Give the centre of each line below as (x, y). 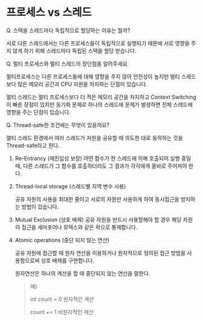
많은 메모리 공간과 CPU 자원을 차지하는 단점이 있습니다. (82, 84)
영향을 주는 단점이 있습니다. (39, 112)
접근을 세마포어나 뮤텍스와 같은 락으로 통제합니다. (79, 227)
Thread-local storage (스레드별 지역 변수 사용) (71, 186)
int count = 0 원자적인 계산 (62, 299)
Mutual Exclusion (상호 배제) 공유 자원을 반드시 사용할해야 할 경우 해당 (98, 219)
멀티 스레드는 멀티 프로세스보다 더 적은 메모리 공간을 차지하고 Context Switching (101, 97)
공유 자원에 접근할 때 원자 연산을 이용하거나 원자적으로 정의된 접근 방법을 (100, 253)
